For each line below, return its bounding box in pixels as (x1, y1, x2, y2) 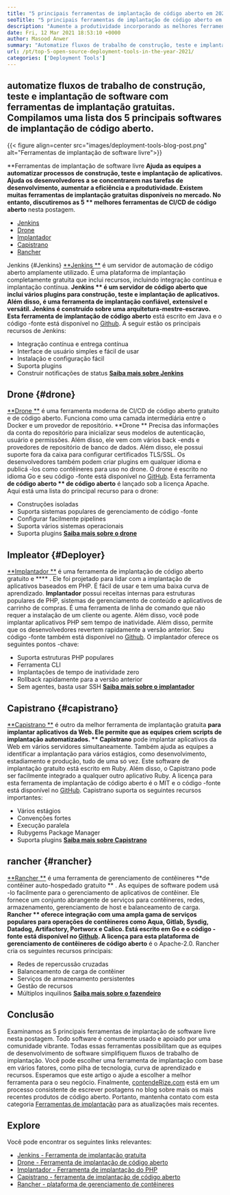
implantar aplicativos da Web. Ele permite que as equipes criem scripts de (7, 728, 222, 736)
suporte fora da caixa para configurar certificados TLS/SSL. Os (7, 450, 186, 459)
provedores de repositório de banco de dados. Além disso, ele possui (7, 443, 203, 452)
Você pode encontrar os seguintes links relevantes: (7, 1138, 152, 1146)
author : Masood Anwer (7, 36, 69, 42)
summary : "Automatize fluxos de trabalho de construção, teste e (7, 42, 197, 49)
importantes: (7, 793, 43, 802)
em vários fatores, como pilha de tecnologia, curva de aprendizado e (7, 1063, 202, 1072)
